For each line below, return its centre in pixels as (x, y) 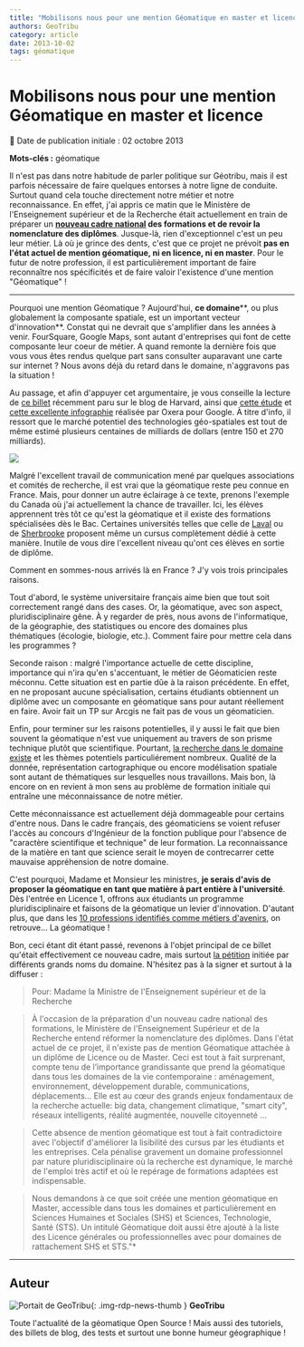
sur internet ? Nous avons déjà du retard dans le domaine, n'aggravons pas (149, 366)
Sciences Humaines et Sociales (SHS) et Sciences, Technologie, (151, 1218)
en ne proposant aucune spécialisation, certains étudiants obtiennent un (144, 692)
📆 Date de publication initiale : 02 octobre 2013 (96, 141)
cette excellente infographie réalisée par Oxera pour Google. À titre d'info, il (150, 412)
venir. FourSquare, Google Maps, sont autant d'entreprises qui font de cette (150, 337)
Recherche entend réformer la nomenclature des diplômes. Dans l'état (162, 1038)
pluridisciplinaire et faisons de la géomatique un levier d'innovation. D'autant (152, 908)
